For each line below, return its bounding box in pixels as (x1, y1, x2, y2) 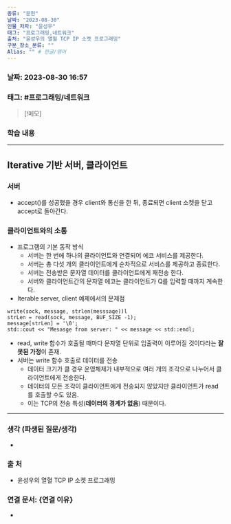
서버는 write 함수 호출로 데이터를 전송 (16, 356, 118, 364)
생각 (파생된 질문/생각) (7, 424, 77, 434)
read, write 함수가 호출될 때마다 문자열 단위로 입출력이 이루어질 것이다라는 (16, 339, 217, 347)
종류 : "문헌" (7, 10, 39, 17)
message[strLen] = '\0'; (7, 320, 78, 327)
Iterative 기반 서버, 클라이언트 (7, 159, 128, 171)
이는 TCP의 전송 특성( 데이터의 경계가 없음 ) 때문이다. (27, 400, 166, 408)
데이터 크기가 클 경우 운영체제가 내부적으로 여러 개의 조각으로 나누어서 (27, 365, 215, 373)
